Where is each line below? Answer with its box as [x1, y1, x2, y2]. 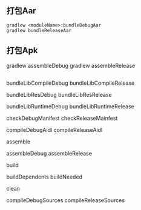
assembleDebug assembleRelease [6, 150, 93, 157]
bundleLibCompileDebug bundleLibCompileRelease [6, 79, 135, 87]
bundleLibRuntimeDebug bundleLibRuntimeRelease [6, 103, 134, 110]
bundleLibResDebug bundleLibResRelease [6, 91, 112, 99]
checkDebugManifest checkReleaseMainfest [6, 114, 118, 122]
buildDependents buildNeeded [6, 173, 83, 180]
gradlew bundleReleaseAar [6, 27, 71, 33]
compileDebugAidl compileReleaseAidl [6, 126, 103, 134]
